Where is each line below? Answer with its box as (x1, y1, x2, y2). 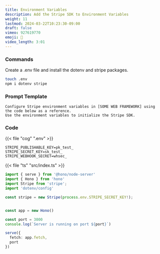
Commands (5, 55, 33, 62)
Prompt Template (5, 93, 48, 100)
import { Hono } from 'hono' (5, 177, 65, 182)
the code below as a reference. (5, 108, 71, 114)
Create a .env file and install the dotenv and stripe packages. (5, 67, 128, 73)
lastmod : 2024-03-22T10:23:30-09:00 (5, 21, 80, 26)
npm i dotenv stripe (5, 81, 48, 86)
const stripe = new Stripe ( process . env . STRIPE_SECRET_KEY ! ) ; (5, 195, 133, 200)
